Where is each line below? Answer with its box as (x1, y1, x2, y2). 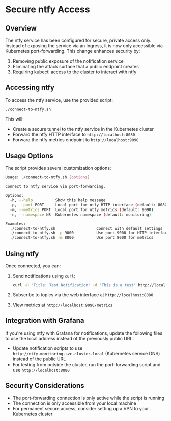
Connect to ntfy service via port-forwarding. (5, 184, 106, 189)
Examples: (5, 221, 26, 226)
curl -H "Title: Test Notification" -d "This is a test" (12, 282, 136, 288)
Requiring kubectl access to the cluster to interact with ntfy (12, 69, 137, 75)
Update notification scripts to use (12, 345, 83, 351)
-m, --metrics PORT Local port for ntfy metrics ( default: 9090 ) (10, 207, 154, 212)
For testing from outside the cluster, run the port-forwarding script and (12, 361, 161, 367)
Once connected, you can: (5, 263, 61, 269)
